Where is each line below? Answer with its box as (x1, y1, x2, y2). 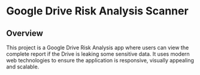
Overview (6, 28, 44, 38)
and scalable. (6, 63, 40, 70)
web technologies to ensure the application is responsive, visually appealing (6, 57, 195, 64)
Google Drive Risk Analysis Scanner (6, 4, 189, 18)
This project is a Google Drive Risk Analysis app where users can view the (6, 44, 189, 51)
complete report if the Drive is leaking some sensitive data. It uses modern (6, 50, 190, 58)
